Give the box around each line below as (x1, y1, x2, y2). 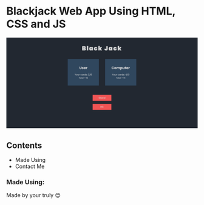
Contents (6, 140, 42, 150)
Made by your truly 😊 (6, 192, 61, 199)
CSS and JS (6, 17, 66, 31)
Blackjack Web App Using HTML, (6, 4, 176, 18)
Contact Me (15, 163, 45, 170)
